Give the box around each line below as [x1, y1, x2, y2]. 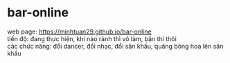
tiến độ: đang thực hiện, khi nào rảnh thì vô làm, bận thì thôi [7, 34, 177, 42]
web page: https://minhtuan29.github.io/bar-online [7, 27, 152, 36]
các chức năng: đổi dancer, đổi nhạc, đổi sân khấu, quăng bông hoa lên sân [7, 42, 224, 50]
